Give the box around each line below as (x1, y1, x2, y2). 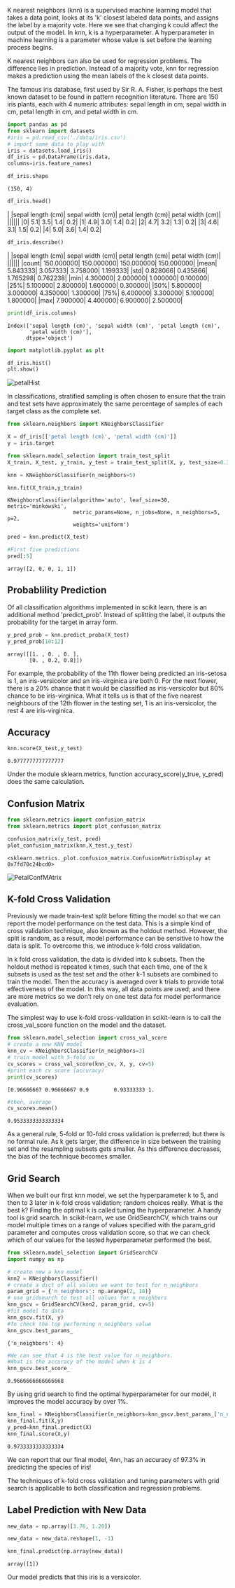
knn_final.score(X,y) (7, 1430, 71, 1437)
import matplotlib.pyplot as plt (7, 347, 105, 354)
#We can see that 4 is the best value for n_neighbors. (7, 1352, 173, 1359)
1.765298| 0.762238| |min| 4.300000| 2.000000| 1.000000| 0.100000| (7, 273, 210, 282)
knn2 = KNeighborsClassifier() (7, 1275, 99, 1282)
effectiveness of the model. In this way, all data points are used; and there (7, 985, 220, 993)
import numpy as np (7, 1255, 64, 1263)
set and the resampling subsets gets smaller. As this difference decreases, (7, 1145, 222, 1153)
